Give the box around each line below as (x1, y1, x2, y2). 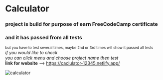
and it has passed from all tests (5, 34, 82, 41)
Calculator (5, 3, 49, 14)
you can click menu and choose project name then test (5, 55, 119, 61)
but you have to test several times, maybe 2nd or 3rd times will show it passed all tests (5, 45, 154, 50)
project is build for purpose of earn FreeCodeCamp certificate (5, 21, 158, 28)
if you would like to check (5, 50, 58, 56)
